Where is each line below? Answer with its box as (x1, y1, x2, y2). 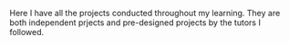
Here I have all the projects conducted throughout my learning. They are (9, 8, 281, 18)
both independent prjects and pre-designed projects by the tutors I (9, 17, 262, 28)
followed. (9, 27, 45, 37)
